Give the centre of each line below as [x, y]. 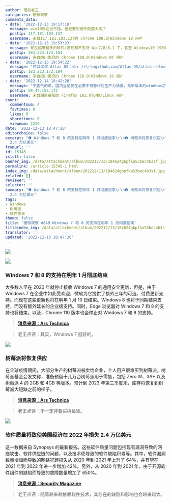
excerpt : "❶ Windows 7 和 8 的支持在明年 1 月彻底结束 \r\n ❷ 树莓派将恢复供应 [83, 138]
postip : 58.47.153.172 [34, 90]
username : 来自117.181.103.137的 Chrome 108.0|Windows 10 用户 [76, 39]
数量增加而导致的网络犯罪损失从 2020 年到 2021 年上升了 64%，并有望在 [82, 460]
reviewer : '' [19, 180]
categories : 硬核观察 [27, 15]
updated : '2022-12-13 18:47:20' [39, 237]
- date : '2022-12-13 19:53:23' [38, 43]
